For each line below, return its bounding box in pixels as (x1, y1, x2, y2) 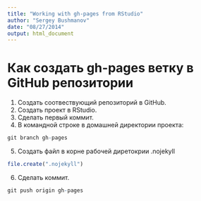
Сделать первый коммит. (17, 113, 94, 122)
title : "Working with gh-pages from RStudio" (7, 10, 143, 18)
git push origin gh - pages (7, 187, 83, 194)
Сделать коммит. (17, 173, 70, 181)
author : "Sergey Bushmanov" (7, 17, 90, 24)
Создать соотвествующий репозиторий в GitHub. (17, 98, 167, 107)
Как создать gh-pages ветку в (7, 60, 194, 76)
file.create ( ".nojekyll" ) (7, 161, 83, 168)
